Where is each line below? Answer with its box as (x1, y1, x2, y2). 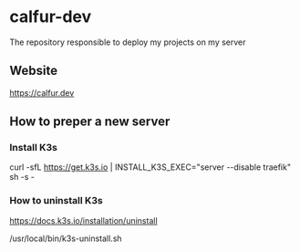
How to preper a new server (9, 114, 171, 130)
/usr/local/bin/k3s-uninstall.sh (9, 233, 122, 244)
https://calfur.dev (9, 87, 75, 98)
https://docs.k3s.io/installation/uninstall (9, 215, 158, 226)
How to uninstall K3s (9, 194, 103, 207)
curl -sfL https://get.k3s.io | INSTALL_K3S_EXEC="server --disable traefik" (9, 162, 292, 173)
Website (9, 63, 57, 79)
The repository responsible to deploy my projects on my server (9, 37, 246, 47)
